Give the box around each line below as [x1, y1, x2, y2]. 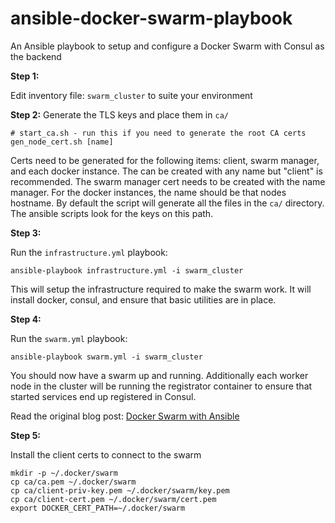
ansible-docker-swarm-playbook [10, 7, 293, 30]
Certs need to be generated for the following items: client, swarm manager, [10, 154, 320, 166]
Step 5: [10, 429, 42, 441]
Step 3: [10, 227, 42, 239]
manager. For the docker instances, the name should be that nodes [10, 186, 287, 198]
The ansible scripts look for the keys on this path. [10, 207, 214, 219]
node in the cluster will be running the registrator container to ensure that [10, 380, 313, 392]
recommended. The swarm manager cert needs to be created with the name [10, 175, 326, 187]
